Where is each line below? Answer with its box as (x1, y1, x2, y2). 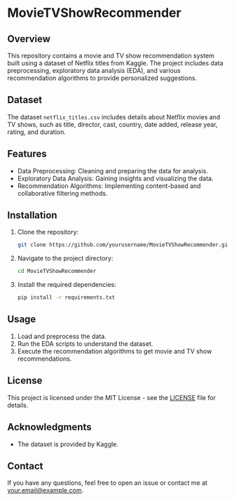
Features (7, 148, 47, 160)
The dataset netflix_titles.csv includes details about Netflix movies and (7, 112, 221, 121)
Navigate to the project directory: (17, 254, 113, 262)
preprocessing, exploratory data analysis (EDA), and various (7, 67, 181, 74)
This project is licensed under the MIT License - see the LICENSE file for (7, 393, 216, 401)
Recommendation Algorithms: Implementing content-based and (17, 181, 201, 190)
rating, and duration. (7, 128, 67, 136)
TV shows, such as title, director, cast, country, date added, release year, (7, 120, 219, 128)
